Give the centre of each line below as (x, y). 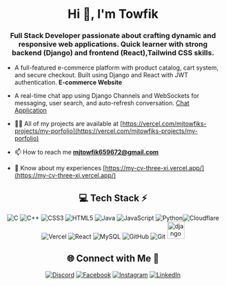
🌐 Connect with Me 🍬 (113, 258)
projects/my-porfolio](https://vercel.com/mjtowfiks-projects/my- (106, 131)
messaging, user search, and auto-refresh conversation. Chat (102, 103)
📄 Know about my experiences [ (60, 168)
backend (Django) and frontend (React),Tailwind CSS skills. (113, 53)
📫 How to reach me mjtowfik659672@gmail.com (86, 152)
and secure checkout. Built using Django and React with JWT (101, 75)
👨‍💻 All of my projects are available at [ (68, 124)
